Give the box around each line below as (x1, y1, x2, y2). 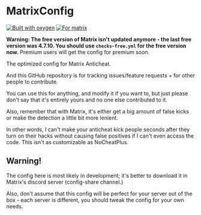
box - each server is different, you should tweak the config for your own (6, 196, 184, 204)
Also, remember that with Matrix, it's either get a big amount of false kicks (6, 107, 189, 115)
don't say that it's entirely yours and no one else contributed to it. (6, 96, 168, 103)
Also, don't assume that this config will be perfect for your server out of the (6, 190, 193, 197)
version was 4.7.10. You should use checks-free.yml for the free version (6, 42, 187, 49)
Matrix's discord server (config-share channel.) (6, 178, 124, 186)
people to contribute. (6, 78, 58, 85)
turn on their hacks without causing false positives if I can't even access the (6, 132, 194, 139)
